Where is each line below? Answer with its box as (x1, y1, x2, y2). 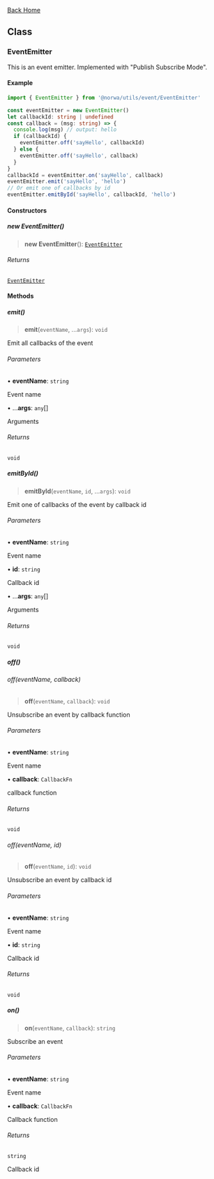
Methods (7, 292, 34, 301)
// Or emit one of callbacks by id (7, 185, 111, 192)
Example (7, 79, 33, 87)
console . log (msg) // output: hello (13, 126, 117, 133)
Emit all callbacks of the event (7, 339, 93, 347)
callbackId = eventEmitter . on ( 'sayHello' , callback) (7, 172, 164, 178)
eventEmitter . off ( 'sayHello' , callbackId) (20, 139, 145, 146)
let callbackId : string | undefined (7, 113, 114, 121)
